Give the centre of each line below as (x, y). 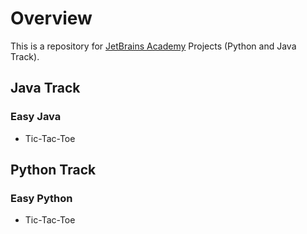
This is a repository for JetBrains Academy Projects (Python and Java (153, 46)
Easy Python (41, 198)
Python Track (53, 170)
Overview (51, 18)
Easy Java (36, 117)
